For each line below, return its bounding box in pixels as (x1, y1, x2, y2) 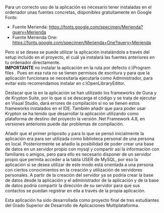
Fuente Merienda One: (12, 34, 58, 40)
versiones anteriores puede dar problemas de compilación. (5, 121, 124, 127)
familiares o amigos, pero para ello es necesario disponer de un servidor (5, 151, 151, 157)
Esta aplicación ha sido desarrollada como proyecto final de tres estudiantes (5, 197, 159, 203)
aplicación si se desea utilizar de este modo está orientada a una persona (5, 162, 154, 167)
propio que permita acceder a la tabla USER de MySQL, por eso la (5, 157, 138, 162)
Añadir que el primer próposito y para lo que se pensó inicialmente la (5, 131, 144, 136)
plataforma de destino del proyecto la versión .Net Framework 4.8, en (5, 116, 145, 121)
